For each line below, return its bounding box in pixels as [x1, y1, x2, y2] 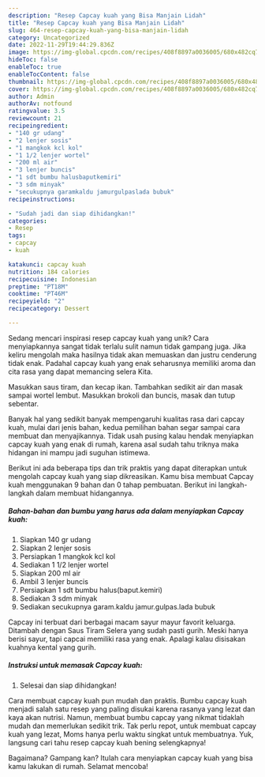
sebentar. [8, 398, 39, 408]
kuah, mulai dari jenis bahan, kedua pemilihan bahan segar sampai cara [8, 422, 241, 432]
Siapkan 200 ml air [19, 568, 81, 578]
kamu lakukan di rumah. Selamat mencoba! [8, 761, 148, 771]
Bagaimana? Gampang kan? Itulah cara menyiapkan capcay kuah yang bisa [8, 752, 254, 763]
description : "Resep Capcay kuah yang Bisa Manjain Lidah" [8, 11, 207, 20]
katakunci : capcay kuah [8, 260, 87, 269]
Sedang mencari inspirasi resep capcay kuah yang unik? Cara [8, 333, 209, 342]
